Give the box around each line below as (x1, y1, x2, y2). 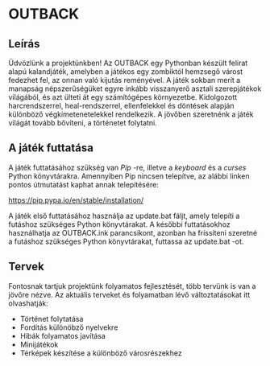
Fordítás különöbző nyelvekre (19, 323, 118, 332)
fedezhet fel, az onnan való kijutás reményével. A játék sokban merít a (8, 76, 241, 84)
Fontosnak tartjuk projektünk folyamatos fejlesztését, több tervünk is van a (8, 281, 256, 290)
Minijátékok (19, 339, 59, 349)
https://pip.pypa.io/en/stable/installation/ (8, 195, 144, 205)
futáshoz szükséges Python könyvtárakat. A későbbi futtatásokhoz (8, 219, 231, 229)
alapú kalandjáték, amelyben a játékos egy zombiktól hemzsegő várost (8, 67, 243, 76)
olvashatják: (8, 298, 48, 308)
